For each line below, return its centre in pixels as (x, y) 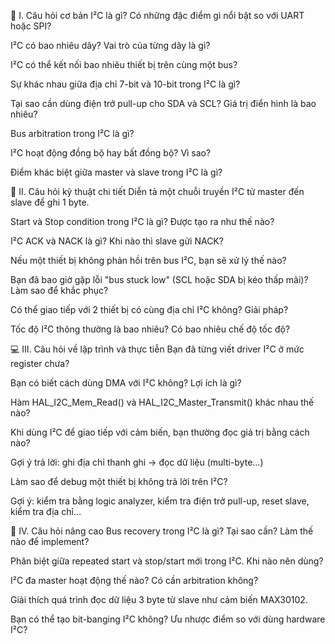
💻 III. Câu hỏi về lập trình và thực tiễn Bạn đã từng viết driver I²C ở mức (157, 349)
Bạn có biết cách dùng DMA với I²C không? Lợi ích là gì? (126, 383)
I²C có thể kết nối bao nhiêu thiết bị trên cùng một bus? (124, 64)
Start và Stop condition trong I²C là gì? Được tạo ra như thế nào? (142, 221)
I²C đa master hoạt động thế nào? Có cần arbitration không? (134, 580)
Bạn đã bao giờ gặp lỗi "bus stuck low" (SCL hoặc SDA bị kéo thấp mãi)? (159, 279)
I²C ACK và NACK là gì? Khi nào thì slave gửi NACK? (117, 241)
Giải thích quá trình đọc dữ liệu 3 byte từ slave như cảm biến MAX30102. (159, 599)
